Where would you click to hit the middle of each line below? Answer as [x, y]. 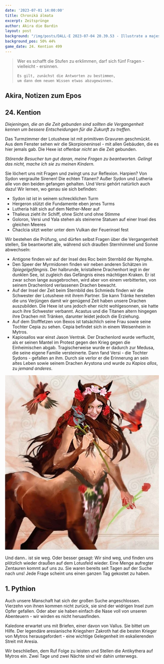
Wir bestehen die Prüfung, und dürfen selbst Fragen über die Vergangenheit [82, 239]
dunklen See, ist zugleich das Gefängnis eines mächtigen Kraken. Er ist [83, 275]
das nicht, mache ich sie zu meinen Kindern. [50, 164]
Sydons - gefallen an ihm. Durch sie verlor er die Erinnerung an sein [80, 358]
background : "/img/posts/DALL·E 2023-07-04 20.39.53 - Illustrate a [76, 36]
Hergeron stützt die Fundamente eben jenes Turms [63, 204]
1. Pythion [20, 589]
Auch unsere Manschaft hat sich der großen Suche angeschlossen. [73, 600]
